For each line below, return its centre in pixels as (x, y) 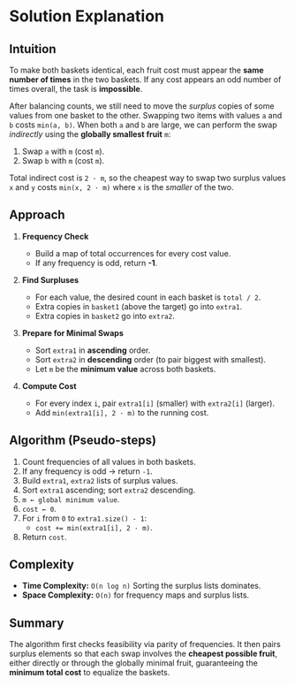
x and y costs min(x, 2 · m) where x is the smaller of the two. (121, 187)
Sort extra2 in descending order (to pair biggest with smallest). (151, 359)
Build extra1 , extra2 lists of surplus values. (100, 480)
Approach (37, 215)
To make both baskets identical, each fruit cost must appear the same (136, 70)
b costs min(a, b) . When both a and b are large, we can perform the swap (144, 125)
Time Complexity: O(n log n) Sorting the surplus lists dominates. (141, 586)
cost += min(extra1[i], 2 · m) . (94, 527)
